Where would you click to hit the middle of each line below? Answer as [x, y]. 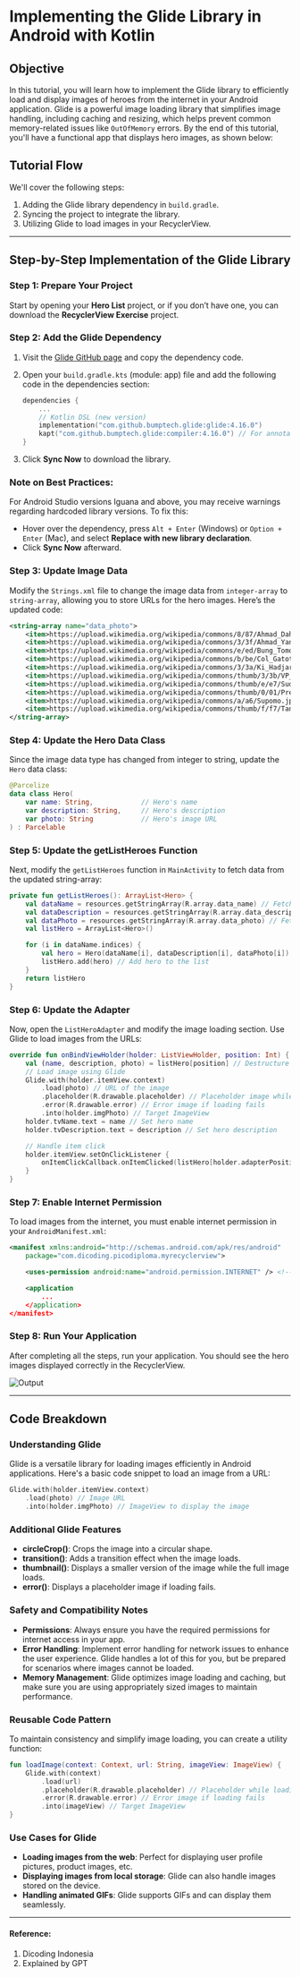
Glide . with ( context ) [63, 1773]
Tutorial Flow [46, 166]
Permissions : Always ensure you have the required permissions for [146, 1630]
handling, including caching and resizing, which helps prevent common [140, 119]
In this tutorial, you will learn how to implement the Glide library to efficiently [149, 90]
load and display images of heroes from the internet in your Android [134, 99]
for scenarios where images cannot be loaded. [108, 1667]
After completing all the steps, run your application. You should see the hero [149, 1355]
